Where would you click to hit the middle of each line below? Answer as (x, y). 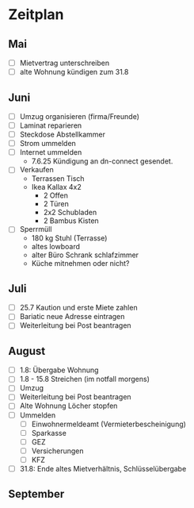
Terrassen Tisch (58, 179)
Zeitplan (36, 15)
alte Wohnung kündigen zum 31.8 (74, 72)
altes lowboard (56, 247)
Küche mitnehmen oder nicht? (80, 264)
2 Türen (56, 204)
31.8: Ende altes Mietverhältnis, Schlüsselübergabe (103, 468)
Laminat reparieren (51, 125)
